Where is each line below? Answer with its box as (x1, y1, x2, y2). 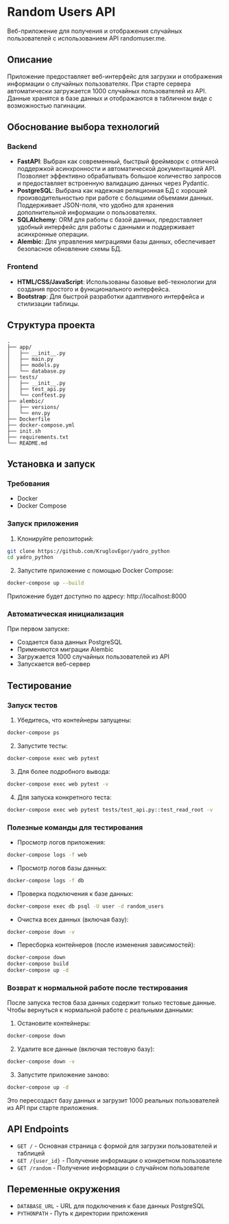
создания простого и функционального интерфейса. (16, 285, 171, 293)
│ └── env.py (7, 410, 51, 416)
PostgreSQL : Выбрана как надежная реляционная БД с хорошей (16, 187, 208, 195)
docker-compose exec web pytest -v (7, 780, 109, 788)
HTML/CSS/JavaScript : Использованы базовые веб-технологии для (16, 277, 217, 285)
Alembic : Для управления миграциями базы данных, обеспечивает (16, 237, 216, 246)
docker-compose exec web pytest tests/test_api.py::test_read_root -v (7, 806, 213, 813)
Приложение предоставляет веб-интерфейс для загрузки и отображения (7, 72, 223, 80)
